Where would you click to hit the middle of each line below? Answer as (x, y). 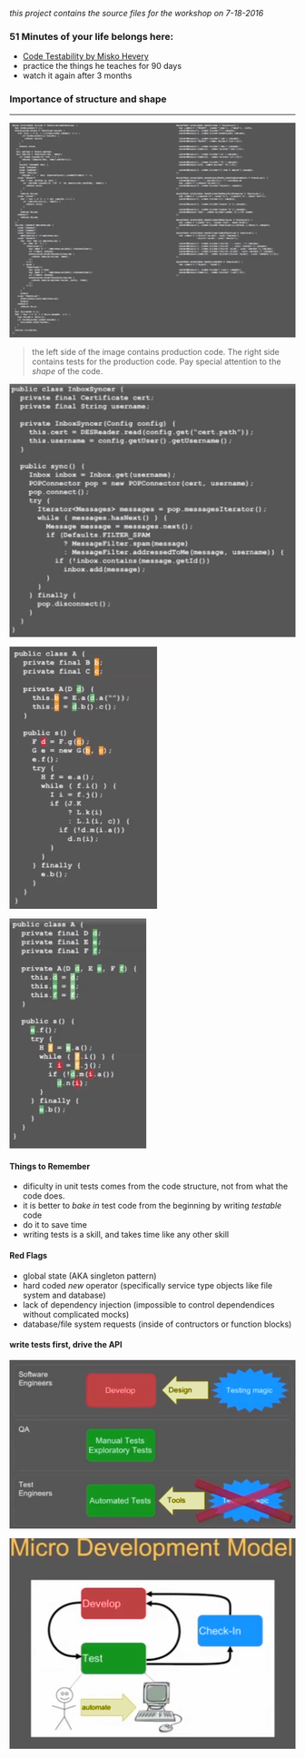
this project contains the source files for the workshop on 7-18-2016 (137, 13)
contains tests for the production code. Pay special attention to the (156, 361)
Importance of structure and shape (88, 99)
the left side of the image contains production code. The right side (155, 352)
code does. (44, 1196)
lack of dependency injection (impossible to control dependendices (148, 1304)
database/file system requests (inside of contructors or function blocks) (157, 1324)
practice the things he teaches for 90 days (102, 66)
